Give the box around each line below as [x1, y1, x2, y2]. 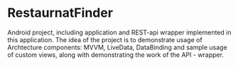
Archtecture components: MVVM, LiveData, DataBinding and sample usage [7, 43, 227, 51]
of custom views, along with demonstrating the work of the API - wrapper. [7, 51, 224, 59]
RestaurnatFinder [7, 5, 114, 21]
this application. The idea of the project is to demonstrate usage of [7, 35, 202, 44]
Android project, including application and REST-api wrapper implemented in [7, 28, 232, 37]
